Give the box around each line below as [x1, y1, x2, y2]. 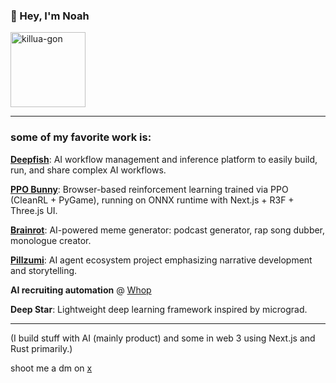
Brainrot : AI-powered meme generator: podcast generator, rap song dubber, [10, 224, 326, 236]
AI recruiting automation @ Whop [10, 284, 152, 296]
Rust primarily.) [10, 342, 73, 354]
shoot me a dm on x [10, 362, 93, 374]
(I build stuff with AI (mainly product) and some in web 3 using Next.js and [10, 332, 316, 344]
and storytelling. [10, 264, 78, 276]
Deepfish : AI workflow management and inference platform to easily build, [10, 153, 318, 165]
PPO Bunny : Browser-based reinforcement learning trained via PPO [10, 183, 289, 195]
